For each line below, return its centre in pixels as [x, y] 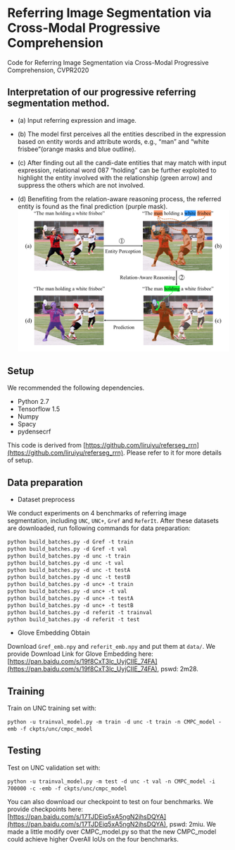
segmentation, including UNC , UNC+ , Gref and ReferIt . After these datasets [113, 521]
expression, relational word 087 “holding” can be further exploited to [117, 170]
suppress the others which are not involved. [81, 185]
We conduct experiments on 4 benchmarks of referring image [97, 513]
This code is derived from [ [46, 445]
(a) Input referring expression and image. [77, 120]
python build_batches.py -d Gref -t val [68, 549]
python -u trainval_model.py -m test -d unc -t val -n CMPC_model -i [112, 782]
